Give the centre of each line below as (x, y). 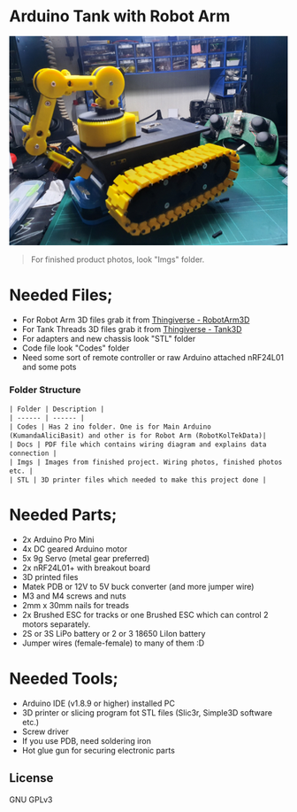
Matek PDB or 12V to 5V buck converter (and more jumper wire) (138, 587)
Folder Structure (45, 390)
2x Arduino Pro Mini (58, 540)
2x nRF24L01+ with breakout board (86, 568)
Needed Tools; (64, 679)
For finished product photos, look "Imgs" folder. (118, 259)
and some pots (49, 367)
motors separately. (56, 624)
